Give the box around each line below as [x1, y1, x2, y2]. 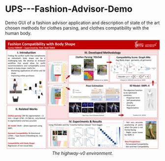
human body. [5, 30, 32, 36]
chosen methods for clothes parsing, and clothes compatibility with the [5, 25, 149, 31]
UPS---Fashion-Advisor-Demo [5, 3, 133, 15]
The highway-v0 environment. [52, 150, 113, 156]
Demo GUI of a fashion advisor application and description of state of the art [5, 20, 160, 26]
